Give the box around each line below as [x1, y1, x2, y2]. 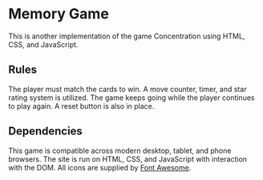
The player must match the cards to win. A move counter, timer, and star [8, 84, 247, 94]
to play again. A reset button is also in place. [8, 101, 155, 110]
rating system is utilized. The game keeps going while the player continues [8, 93, 255, 102]
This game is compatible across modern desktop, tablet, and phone [8, 146, 232, 155]
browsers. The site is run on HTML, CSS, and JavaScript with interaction [8, 154, 247, 164]
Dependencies [8, 125, 83, 138]
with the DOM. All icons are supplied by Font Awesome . [8, 162, 192, 172]
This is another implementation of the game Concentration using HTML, [8, 31, 245, 41]
